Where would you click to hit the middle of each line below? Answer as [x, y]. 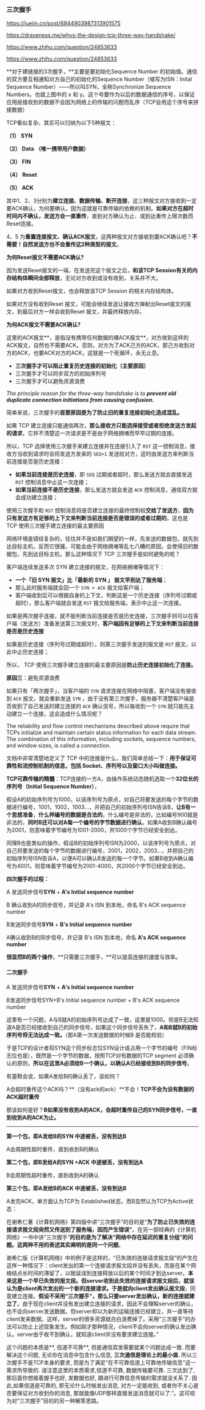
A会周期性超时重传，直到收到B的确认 [53, 1149]
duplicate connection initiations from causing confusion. [80, 400]
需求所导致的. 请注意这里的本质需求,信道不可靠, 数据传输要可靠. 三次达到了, [101, 1370]
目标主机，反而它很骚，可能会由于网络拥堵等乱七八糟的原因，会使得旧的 [102, 546]
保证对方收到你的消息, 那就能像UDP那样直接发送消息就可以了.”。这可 [103, 1393]
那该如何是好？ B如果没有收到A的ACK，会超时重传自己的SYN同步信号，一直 [102, 1110]
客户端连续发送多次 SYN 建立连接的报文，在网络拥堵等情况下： [85, 567]
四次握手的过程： [28, 879]
